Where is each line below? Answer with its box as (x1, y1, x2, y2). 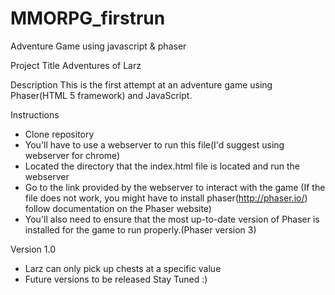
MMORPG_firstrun (10, 7, 166, 30)
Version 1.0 (10, 243, 56, 255)
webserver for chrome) (24, 149, 121, 161)
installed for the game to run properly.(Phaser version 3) (24, 223, 257, 236)
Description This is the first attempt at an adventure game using (10, 78, 273, 91)
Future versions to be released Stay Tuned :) (24, 273, 208, 285)
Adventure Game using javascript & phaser (10, 40, 187, 52)
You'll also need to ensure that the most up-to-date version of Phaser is (24, 213, 320, 225)
